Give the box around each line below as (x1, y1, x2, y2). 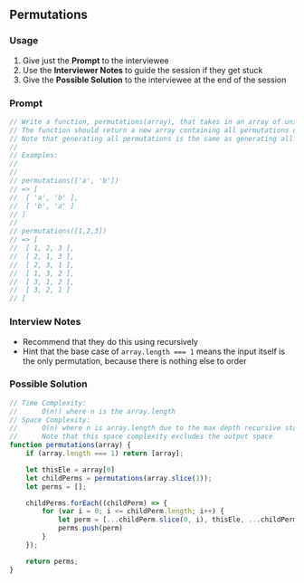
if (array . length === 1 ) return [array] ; (25, 449, 184, 458)
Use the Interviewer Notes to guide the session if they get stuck (22, 64, 263, 75)
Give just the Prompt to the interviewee (22, 54, 169, 66)
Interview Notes (9, 316, 81, 329)
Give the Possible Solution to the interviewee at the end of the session (22, 74, 287, 85)
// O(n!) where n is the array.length (9, 406, 176, 416)
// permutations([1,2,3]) (9, 226, 107, 236)
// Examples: (9, 151, 59, 160)
